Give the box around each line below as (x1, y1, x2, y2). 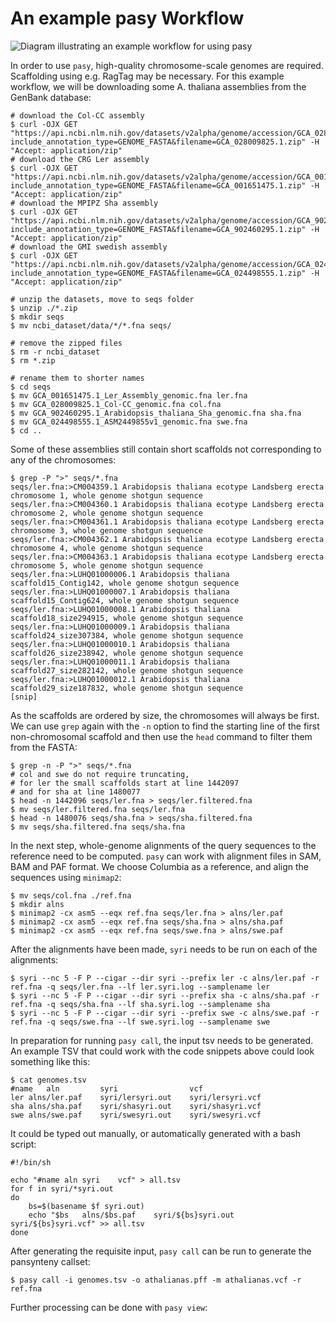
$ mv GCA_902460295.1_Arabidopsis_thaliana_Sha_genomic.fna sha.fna (10, 408, 302, 418)
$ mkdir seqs (10, 312, 65, 322)
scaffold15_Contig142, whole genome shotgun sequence (10, 578, 240, 588)
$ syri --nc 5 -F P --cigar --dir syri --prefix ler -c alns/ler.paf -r (10, 973, 320, 983)
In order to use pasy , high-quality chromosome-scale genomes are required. (10, 59, 324, 71)
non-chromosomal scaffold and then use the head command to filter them (10, 730, 313, 742)
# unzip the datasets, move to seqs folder (10, 294, 195, 304)
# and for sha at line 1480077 (10, 787, 141, 797)
